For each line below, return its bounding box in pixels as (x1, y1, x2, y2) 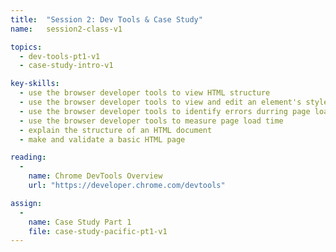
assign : (10, 198, 43, 208)
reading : (10, 152, 47, 163)
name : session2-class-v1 (10, 24, 123, 34)
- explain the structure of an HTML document (19, 125, 213, 135)
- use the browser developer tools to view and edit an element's (19, 97, 302, 107)
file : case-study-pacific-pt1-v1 (28, 226, 168, 236)
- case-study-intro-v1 (19, 61, 114, 71)
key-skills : (10, 79, 60, 89)
